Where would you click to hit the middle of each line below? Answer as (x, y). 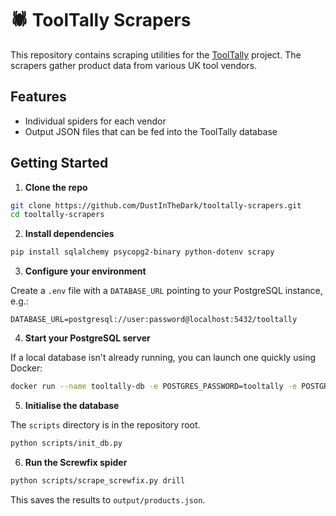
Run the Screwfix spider (76, 462)
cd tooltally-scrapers (57, 215)
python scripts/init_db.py (66, 443)
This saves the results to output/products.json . (108, 499)
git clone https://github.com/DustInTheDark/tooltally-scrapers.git (156, 205)
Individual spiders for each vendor (95, 121)
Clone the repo (56, 187)
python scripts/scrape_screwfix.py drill (98, 480)
